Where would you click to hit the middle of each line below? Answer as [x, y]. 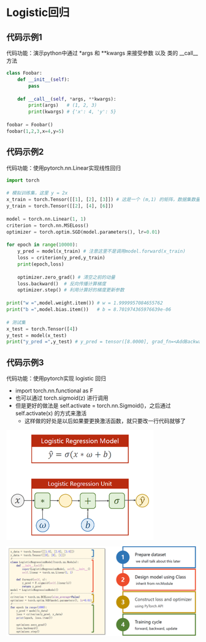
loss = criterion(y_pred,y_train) [61, 258]
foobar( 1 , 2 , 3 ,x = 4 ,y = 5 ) [35, 131]
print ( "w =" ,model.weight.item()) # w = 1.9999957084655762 [85, 303]
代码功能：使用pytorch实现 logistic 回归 [56, 378]
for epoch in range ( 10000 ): [42, 245]
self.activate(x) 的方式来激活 [51, 413]
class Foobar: [25, 73]
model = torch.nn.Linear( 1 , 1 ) [46, 219]
